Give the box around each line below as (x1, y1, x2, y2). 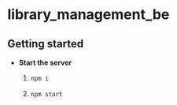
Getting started (7, 37, 84, 51)
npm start (30, 90, 64, 98)
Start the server (18, 58, 72, 67)
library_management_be (7, 6, 170, 24)
